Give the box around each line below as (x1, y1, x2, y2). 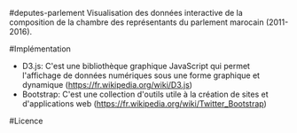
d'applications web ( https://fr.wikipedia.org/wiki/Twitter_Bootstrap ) (21, 98, 268, 109)
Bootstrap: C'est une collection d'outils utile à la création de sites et (21, 89, 269, 99)
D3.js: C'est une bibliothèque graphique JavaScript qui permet (21, 61, 251, 71)
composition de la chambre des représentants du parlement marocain (9, 17, 264, 27)
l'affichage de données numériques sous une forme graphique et (21, 70, 260, 81)
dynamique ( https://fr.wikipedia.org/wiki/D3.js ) (21, 80, 193, 90)
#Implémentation (9, 43, 71, 54)
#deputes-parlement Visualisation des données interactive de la (9, 8, 244, 18)
